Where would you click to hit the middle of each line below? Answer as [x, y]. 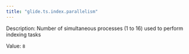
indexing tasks [23, 34]
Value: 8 [16, 46]
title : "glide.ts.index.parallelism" [52, 11]
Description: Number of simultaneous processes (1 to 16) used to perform [94, 28]
